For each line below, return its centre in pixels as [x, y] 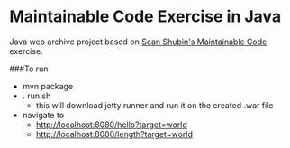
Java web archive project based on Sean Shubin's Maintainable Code [138, 42]
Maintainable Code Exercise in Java [145, 17]
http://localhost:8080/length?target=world [114, 134]
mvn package [48, 86]
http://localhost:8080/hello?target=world [111, 125]
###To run [29, 69]
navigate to [43, 115]
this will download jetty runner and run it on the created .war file [154, 105]
